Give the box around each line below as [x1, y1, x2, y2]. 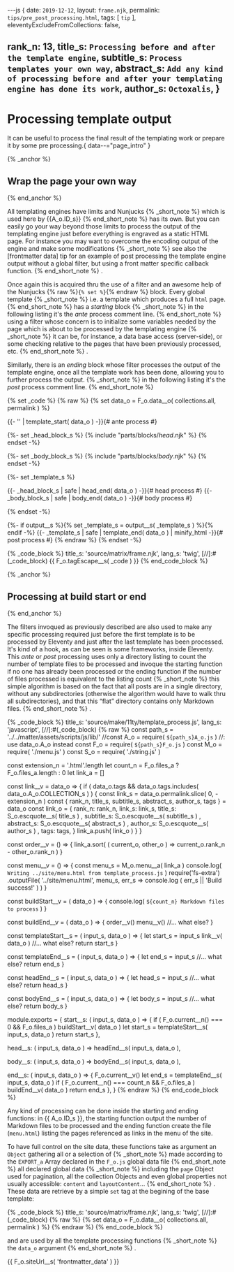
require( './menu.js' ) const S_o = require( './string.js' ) [7, 747, 161, 756]
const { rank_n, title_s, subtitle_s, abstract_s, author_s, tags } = [47, 797, 226, 805]
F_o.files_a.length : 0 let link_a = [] [7, 768, 104, 776]
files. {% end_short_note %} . [7, 704, 92, 712]
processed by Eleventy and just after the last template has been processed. [7, 637, 224, 646]
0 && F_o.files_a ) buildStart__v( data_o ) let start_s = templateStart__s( [7, 1022, 208, 1031]
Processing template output [7, 111, 172, 127]
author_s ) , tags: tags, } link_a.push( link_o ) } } [7, 826, 143, 834]
